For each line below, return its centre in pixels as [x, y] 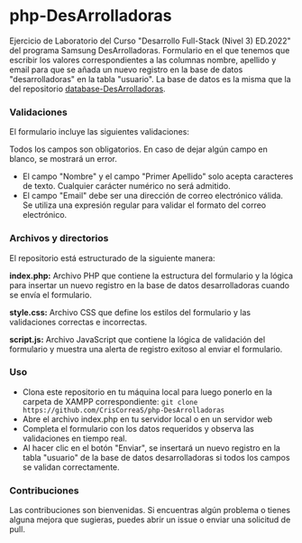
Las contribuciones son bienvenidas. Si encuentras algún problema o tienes [150, 510]
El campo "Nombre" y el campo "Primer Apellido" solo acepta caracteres [158, 176]
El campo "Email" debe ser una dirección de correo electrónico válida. [153, 196]
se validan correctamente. [71, 467]
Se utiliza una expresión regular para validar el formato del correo [144, 205]
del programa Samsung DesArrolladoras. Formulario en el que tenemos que [150, 50]
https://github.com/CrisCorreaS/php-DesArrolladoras [124, 410]
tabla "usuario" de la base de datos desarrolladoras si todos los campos [156, 457]
